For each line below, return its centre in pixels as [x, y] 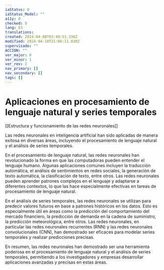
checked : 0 [16, 23]
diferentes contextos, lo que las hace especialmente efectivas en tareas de [81, 186]
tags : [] [14, 78]
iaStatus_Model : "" [25, 14]
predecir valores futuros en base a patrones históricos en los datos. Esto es [81, 206]
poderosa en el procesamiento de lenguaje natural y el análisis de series [78, 251]
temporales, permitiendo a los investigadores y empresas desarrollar [74, 257]
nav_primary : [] [22, 69]
